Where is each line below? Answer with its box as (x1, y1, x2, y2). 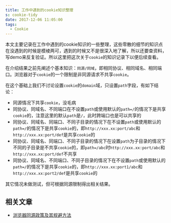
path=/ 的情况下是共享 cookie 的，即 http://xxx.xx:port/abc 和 (12, 125, 141, 131)
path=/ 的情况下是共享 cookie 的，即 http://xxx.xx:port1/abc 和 (12, 164, 143, 170)
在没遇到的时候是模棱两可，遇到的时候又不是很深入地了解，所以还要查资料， (5, 48, 167, 54)
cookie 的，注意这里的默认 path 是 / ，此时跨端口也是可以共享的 (12, 112, 142, 118)
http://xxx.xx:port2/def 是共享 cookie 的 (12, 170, 98, 176)
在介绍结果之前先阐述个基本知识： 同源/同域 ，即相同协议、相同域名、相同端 (5, 65, 162, 71)
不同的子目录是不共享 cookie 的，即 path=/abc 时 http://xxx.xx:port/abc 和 (12, 145, 165, 151)
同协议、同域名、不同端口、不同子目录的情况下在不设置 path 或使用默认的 (12, 157, 166, 164)
